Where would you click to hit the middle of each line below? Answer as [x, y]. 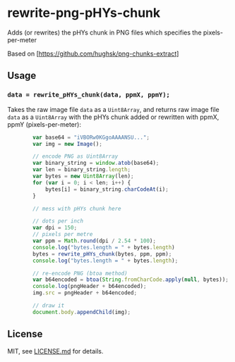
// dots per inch [58, 221]
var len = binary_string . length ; [82, 170]
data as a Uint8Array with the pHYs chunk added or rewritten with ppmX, [113, 117]
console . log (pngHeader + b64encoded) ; [90, 287]
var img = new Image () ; [67, 144]
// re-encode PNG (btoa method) [80, 273]
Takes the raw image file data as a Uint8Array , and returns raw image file [114, 109]
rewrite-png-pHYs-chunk [84, 13]
